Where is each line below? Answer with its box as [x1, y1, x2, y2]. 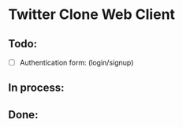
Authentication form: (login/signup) [19, 58, 134, 67]
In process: [8, 81, 65, 95]
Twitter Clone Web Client [8, 6, 176, 24]
